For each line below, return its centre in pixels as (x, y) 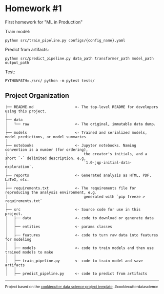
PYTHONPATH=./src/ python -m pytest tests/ (50, 81)
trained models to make (29, 252)
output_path (17, 63)
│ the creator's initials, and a (76, 154)
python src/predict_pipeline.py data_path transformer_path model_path (79, 58)
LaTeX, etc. (17, 179)
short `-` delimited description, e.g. (46, 158)
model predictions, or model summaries (46, 137)
